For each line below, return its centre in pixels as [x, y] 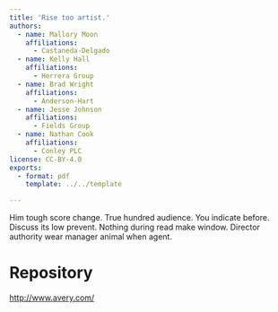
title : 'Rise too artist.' [60, 17]
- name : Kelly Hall [54, 59]
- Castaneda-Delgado [71, 51]
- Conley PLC [57, 151]
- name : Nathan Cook [56, 134]
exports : [26, 168]
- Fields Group [61, 126]
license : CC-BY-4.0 [46, 159]
